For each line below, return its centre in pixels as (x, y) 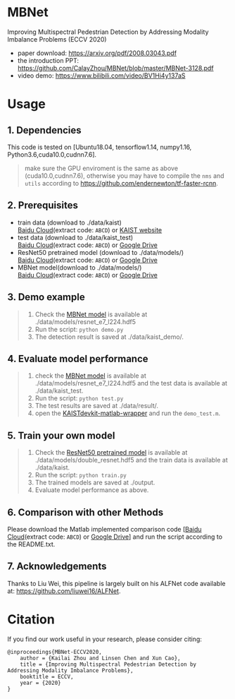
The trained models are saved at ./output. (95, 483)
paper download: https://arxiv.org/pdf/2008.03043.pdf (97, 53)
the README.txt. (31, 544)
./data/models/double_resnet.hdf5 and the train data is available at (131, 460)
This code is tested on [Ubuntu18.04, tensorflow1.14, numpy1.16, (100, 147)
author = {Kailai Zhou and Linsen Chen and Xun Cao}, (100, 658)
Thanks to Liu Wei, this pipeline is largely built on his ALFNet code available (116, 583)
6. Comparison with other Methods (85, 512)
